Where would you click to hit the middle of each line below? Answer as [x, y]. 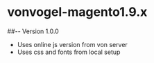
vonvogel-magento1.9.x [77, 12]
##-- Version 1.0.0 [33, 31]
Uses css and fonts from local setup [69, 52]
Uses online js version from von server [72, 44]
